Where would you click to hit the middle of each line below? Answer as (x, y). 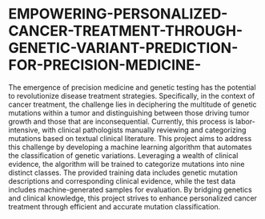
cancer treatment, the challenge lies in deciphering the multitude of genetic (133, 104)
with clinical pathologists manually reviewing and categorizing (144, 130)
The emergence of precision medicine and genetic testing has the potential (132, 87)
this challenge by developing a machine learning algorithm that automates (130, 147)
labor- (245, 121)
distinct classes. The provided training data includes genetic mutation (123, 172)
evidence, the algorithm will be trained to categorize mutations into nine (126, 164)
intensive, (24, 130)
